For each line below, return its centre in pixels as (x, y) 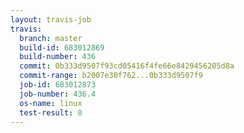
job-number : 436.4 (58, 94)
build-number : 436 (58, 57)
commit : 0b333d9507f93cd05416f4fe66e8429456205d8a (127, 66)
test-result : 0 (51, 112)
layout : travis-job (51, 19)
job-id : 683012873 (58, 85)
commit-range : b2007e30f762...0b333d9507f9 (111, 76)
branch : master (51, 38)
